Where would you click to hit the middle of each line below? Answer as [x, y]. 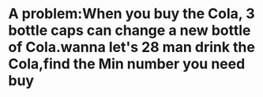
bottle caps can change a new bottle [130, 30]
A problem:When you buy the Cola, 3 [131, 14]
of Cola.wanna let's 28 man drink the [131, 47]
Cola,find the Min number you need [127, 64]
